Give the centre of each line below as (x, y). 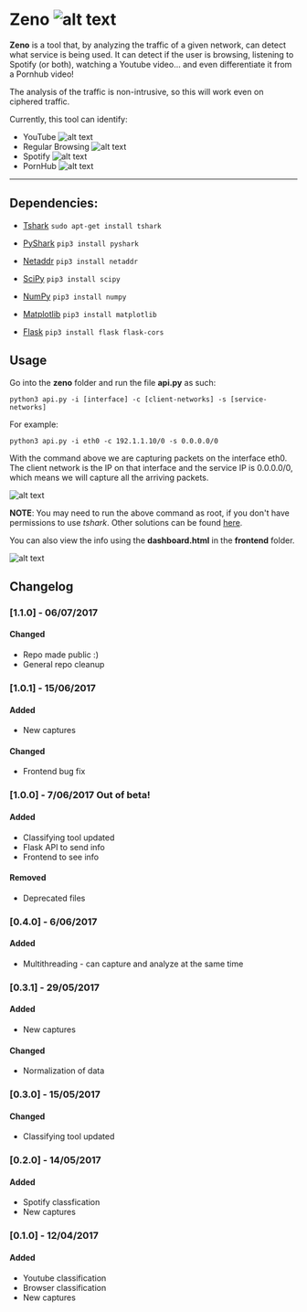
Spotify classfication (61, 1202)
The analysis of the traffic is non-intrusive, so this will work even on (137, 91)
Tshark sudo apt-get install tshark (92, 225)
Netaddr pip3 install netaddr (80, 261)
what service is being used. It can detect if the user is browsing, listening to (152, 54)
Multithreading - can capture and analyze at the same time (133, 964)
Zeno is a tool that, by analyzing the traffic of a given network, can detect (148, 45)
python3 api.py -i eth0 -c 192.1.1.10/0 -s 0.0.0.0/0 (114, 441)
